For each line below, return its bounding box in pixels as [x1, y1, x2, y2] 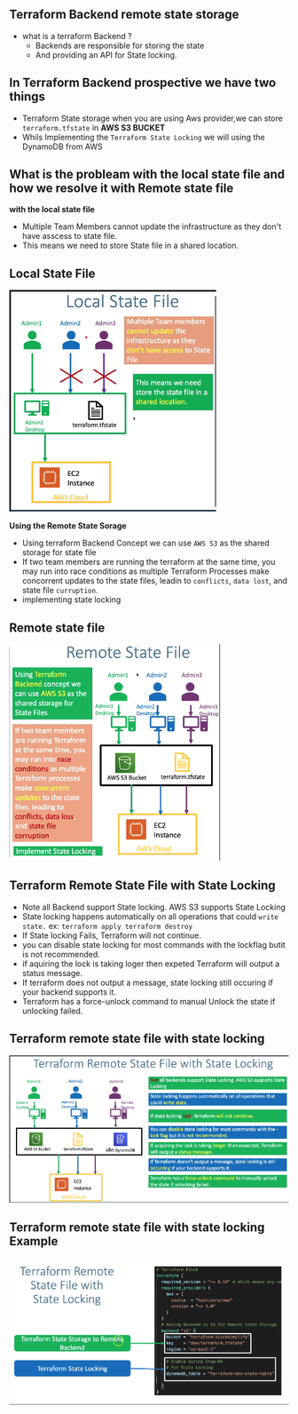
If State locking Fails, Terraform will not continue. [21, 930, 202, 941]
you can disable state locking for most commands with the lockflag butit [21, 939, 286, 949]
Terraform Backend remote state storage [9, 7, 239, 22]
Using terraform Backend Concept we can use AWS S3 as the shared [21, 537, 270, 549]
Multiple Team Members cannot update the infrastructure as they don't [21, 221, 282, 232]
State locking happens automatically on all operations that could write [21, 910, 279, 922]
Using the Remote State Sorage [9, 520, 127, 531]
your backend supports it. [21, 986, 117, 997]
